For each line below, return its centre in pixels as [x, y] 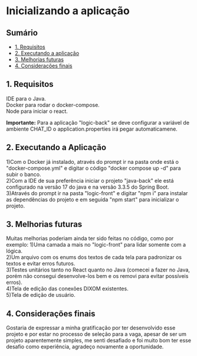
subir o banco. [24, 174]
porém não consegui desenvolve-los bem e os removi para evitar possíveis [97, 276]
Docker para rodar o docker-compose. [53, 105]
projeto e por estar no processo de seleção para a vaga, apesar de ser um [96, 334]
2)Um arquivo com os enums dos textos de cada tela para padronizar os [94, 257]
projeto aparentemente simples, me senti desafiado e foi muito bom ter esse [99, 341]
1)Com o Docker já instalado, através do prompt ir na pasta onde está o [92, 161]
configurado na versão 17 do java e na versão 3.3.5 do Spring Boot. [88, 187]
